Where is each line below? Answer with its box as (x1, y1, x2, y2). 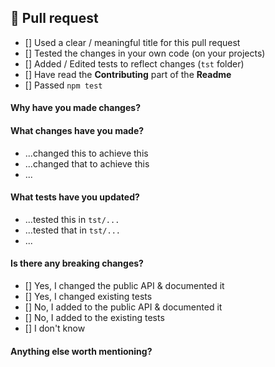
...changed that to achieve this (24, 157, 150, 170)
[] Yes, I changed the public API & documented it (24, 280, 225, 292)
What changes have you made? (10, 125, 145, 136)
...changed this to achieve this (24, 147, 149, 159)
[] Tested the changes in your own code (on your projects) (24, 47, 266, 59)
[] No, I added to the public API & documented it (24, 301, 223, 313)
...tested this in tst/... (24, 213, 120, 225)
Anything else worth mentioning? (10, 345, 153, 357)
